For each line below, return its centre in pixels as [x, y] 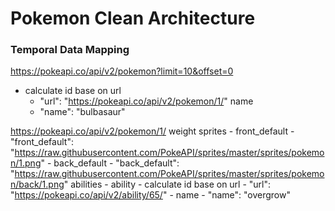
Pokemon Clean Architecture [133, 18]
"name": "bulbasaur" [82, 112]
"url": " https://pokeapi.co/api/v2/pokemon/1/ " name [146, 101]
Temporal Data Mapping [70, 50]
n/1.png [26, 163]
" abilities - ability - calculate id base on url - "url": [167, 184]
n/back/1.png [37, 184]
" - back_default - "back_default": [110, 163]
